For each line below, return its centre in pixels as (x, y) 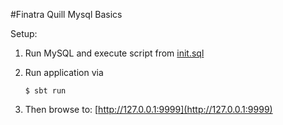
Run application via (64, 72)
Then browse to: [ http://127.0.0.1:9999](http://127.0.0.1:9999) (148, 109)
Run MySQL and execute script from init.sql (114, 53)
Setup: (24, 33)
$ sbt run (45, 91)
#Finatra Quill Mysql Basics (66, 14)
